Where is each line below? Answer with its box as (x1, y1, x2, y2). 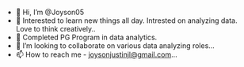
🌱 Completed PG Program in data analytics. (15, 32, 158, 42)
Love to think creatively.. (15, 24, 97, 33)
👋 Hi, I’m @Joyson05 (15, 8, 85, 17)
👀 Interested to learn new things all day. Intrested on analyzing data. (15, 16, 238, 25)
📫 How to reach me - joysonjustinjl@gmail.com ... (15, 50, 178, 59)
